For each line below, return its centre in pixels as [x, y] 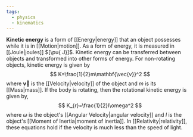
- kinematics [28, 23]
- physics [24, 17]
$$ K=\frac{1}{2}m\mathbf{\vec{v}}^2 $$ [100, 74]
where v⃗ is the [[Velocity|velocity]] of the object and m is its [81, 83]
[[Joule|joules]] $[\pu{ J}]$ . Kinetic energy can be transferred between [94, 52]
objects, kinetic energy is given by [48, 65]
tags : [13, 12]
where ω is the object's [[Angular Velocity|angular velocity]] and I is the [94, 115]
